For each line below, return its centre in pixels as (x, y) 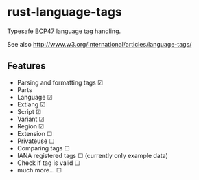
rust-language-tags (65, 12)
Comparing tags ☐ (43, 148)
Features (26, 66)
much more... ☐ (39, 170)
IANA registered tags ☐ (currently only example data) (92, 155)
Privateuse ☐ (36, 141)
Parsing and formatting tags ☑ (60, 82)
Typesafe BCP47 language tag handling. (64, 31)
